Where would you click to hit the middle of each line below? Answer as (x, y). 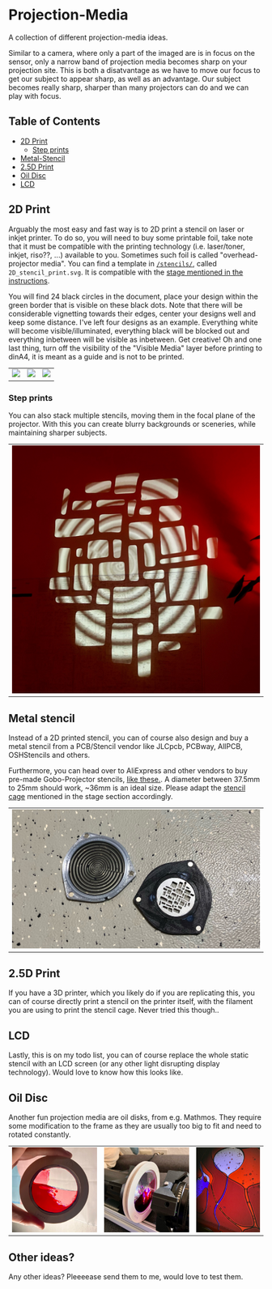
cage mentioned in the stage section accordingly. (91, 797)
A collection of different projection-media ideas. (88, 37)
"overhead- (239, 255)
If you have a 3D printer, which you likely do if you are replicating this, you (132, 993)
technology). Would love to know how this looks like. (96, 1072)
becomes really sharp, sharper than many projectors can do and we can (129, 87)
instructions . (29, 280)
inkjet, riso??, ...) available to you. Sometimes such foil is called (113, 255)
